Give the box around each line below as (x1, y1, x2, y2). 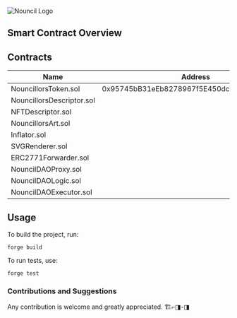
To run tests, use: (7, 257, 58, 265)
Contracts (7, 51, 53, 63)
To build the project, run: (7, 230, 79, 239)
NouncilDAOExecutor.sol (11, 187, 93, 197)
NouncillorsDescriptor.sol (11, 95, 95, 105)
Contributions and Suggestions (7, 286, 117, 296)
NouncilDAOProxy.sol (11, 165, 83, 175)
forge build (7, 244, 42, 251)
